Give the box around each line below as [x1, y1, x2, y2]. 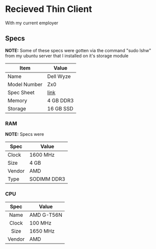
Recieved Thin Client [5, 3, 93, 15]
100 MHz [29, 220, 52, 227]
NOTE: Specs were [5, 131, 45, 137]
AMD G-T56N [29, 212, 63, 219]
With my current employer [5, 20, 58, 26]
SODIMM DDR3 [29, 176, 65, 183]
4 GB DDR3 [47, 97, 74, 104]
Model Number [7, 81, 43, 88]
